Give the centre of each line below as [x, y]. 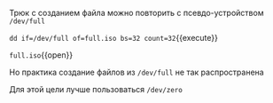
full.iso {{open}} [41, 55]
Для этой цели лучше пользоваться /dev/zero [96, 89]
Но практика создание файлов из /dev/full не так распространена [136, 72]
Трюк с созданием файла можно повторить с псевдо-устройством [136, 13]
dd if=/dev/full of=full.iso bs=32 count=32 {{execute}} [114, 38]
